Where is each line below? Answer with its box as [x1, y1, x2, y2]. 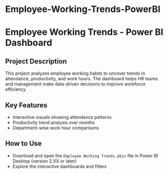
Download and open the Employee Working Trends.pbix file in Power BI [12, 152, 158, 158]
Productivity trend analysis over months [12, 119, 95, 125]
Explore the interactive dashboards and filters [12, 163, 107, 169]
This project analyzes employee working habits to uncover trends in [5, 70, 145, 76]
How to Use [5, 139, 42, 148]
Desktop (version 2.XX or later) [12, 158, 77, 164]
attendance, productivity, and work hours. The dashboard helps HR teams [5, 76, 158, 82]
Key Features [5, 101, 48, 109]
